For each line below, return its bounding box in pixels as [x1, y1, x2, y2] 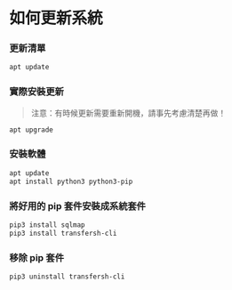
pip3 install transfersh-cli [9, 229, 117, 238]
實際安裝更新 [9, 85, 65, 98]
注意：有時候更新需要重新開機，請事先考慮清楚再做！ [30, 108, 227, 118]
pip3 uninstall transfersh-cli [9, 272, 125, 281]
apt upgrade [9, 125, 53, 134]
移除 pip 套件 [9, 251, 65, 263]
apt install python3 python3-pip [9, 177, 133, 186]
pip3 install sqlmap [9, 220, 86, 230]
